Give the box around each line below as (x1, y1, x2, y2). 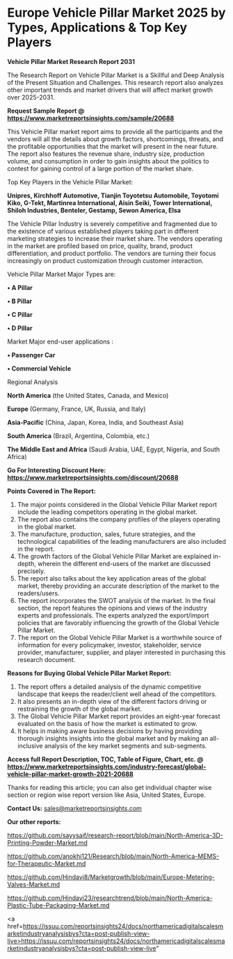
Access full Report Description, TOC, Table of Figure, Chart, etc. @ (7, 755, 204, 763)
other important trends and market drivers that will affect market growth (7, 86, 214, 94)
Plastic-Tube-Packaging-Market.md (7, 901, 110, 909)
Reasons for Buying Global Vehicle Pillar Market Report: (7, 669, 172, 677)
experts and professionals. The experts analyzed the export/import (17, 611, 209, 620)
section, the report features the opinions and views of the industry (17, 604, 207, 612)
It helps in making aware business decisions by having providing (17, 727, 202, 735)
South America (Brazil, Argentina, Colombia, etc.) (7, 431, 150, 440)
